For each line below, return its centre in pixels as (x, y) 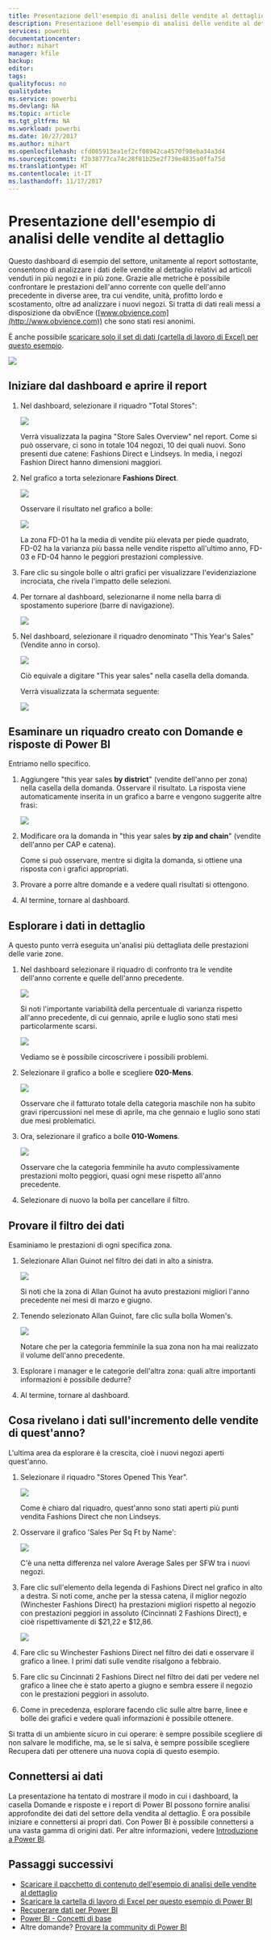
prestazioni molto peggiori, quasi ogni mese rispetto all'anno (121, 1176)
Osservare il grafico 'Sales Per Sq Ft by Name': (98, 1532)
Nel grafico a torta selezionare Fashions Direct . (99, 477)
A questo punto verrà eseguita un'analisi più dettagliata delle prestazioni (128, 945)
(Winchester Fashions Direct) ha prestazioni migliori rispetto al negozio (138, 1604)
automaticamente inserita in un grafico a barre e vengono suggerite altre (141, 797)
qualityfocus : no (38, 83)
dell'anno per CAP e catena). (68, 845)
